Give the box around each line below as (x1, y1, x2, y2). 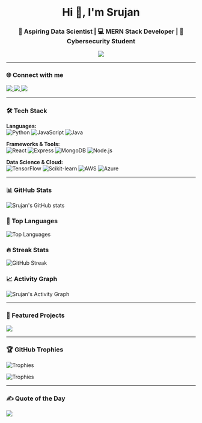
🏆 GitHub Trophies (6, 345, 64, 354)
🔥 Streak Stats (6, 245, 49, 254)
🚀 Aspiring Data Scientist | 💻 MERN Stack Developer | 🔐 (18, 27, 184, 36)
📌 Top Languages (6, 217, 58, 225)
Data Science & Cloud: (6, 159, 63, 166)
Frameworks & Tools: (6, 141, 60, 148)
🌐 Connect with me (6, 71, 64, 79)
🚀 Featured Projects (6, 311, 65, 320)
